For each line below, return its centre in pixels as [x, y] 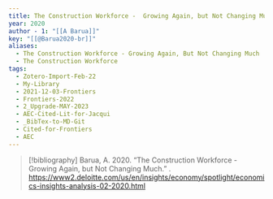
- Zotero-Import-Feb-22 [56, 76]
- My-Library [38, 84]
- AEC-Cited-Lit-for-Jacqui [63, 115]
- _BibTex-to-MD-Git [50, 122]
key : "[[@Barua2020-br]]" [52, 39]
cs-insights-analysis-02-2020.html [87, 186]
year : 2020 [27, 24]
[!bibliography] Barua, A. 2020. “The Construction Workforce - [133, 160]
